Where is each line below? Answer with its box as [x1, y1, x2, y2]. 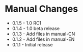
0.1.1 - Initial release [12, 41, 53, 47]
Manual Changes [5, 3, 78, 15]
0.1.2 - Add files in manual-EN [12, 36, 75, 42]
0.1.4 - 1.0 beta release [12, 25, 60, 31]
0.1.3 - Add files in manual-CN [12, 31, 75, 37]
